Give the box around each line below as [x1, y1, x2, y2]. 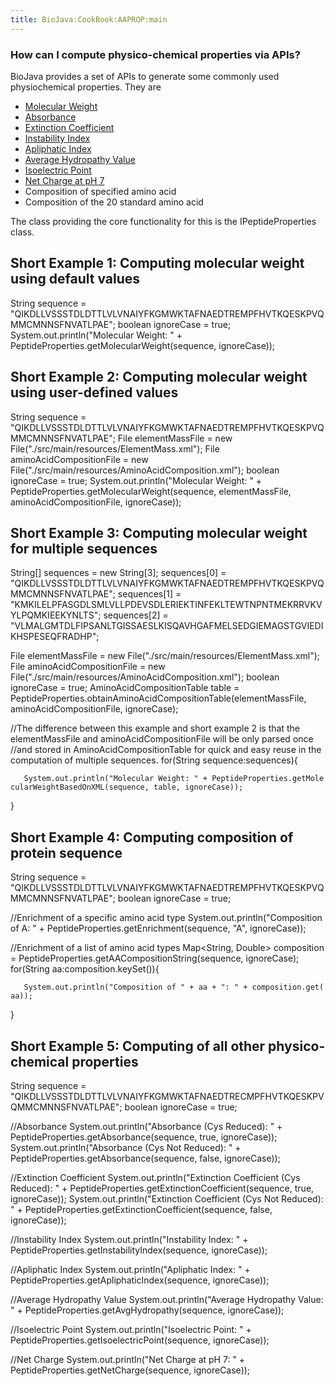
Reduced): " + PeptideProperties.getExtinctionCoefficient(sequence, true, [10, 1182, 315, 1194]
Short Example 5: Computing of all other [10, 1037, 266, 1055]
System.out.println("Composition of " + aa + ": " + [23, 982, 248, 993]
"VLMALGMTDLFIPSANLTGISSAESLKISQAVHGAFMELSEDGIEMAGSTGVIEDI [10, 620, 324, 632]
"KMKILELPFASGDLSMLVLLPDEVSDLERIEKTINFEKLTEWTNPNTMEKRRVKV [10, 599, 323, 611]
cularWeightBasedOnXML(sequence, [10, 782, 150, 793]
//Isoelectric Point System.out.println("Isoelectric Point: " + [10, 1323, 252, 1335]
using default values [10, 271, 141, 288]
